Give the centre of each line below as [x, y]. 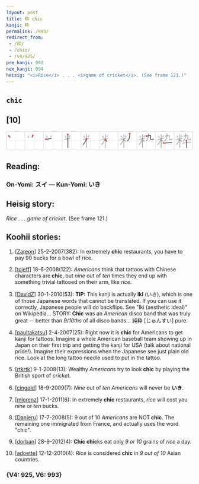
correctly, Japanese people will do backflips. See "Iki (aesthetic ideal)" [101, 307]
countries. [27, 459]
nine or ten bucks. [37, 406]
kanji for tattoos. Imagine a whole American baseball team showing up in [103, 339]
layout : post [22, 12]
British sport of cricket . [43, 375]
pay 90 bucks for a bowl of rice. [54, 258]
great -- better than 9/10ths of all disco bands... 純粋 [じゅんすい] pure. [101, 320]
